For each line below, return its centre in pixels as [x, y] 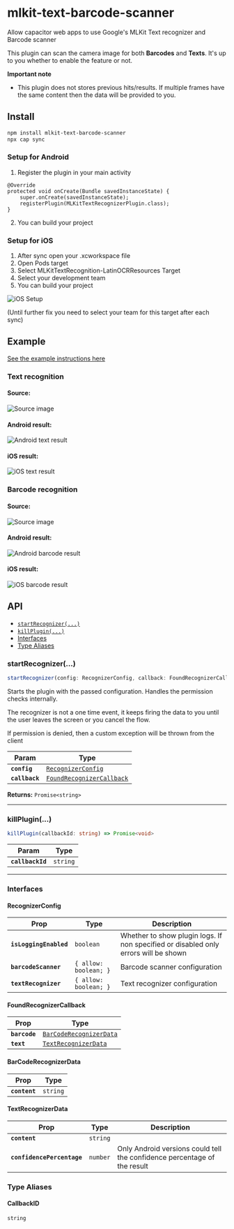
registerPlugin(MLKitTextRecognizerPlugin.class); [95, 204]
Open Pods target [42, 264]
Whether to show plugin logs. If [171, 936]
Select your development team [61, 278]
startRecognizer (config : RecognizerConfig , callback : [87, 678]
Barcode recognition [42, 489]
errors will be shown [153, 953]
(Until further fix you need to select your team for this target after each [108, 312]
